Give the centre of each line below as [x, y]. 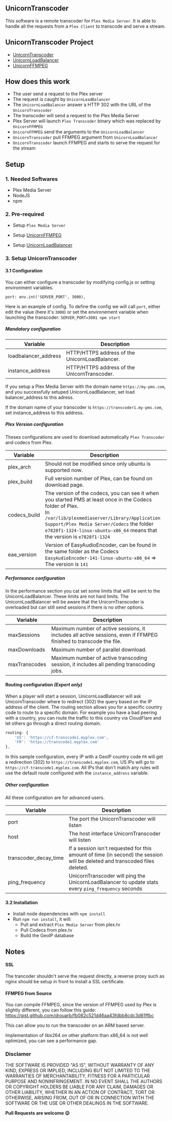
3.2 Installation [22, 902]
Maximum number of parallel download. [99, 650]
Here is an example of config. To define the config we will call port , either [83, 306]
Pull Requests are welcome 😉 [38, 1113]
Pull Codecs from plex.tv [46, 930]
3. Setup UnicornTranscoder [41, 258]
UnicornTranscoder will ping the [107, 876]
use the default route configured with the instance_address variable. [77, 773]
